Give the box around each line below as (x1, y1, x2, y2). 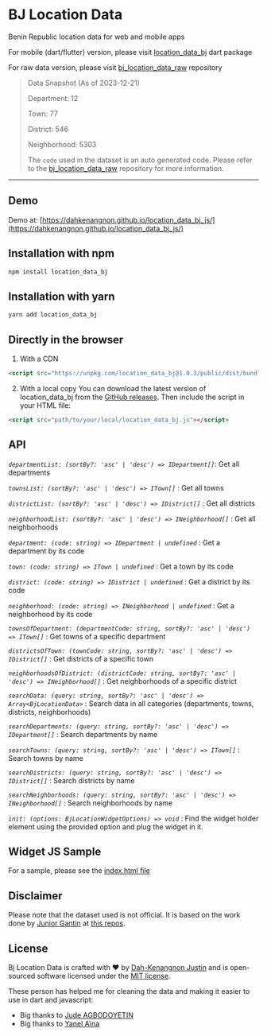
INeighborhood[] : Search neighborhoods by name (8, 797, 173, 808)
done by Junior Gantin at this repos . (8, 918, 126, 928)
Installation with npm (8, 246, 115, 260)
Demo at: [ (8, 215, 43, 224)
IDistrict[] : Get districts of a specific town (8, 654, 153, 663)
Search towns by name (8, 753, 83, 762)
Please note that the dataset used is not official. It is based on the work (8, 910, 241, 920)
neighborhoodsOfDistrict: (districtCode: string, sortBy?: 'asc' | (8, 669, 237, 677)
